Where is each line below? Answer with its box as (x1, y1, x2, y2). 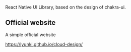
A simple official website (5, 32, 56, 38)
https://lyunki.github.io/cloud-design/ (5, 41, 83, 47)
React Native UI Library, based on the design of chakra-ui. (5, 4, 126, 10)
